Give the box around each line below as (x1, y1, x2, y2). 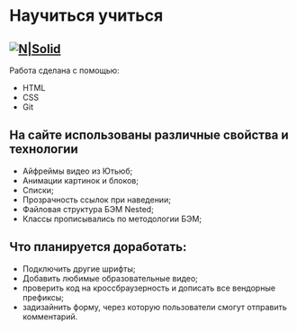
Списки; (22, 184, 54, 195)
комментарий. (22, 311, 78, 322)
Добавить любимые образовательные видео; (22, 273, 198, 283)
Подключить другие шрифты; (22, 263, 136, 274)
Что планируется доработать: (9, 239, 187, 255)
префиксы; (22, 291, 65, 302)
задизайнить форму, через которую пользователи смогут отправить (22, 301, 288, 312)
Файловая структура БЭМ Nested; (22, 203, 155, 214)
